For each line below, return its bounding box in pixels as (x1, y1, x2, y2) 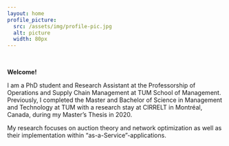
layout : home (7, 10, 45, 17)
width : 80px (13, 36, 48, 43)
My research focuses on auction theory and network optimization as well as (7, 124, 222, 132)
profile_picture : (7, 17, 57, 23)
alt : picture (13, 29, 51, 36)
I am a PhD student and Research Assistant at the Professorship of (7, 81, 196, 90)
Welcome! (7, 68, 37, 76)
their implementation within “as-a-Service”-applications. (7, 132, 166, 140)
